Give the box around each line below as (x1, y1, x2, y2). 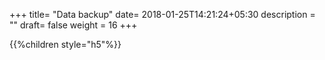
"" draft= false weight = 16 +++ (9, 19, 138, 31)
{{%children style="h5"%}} (9, 39, 122, 50)
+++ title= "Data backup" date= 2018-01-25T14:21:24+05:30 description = (9, 9, 316, 20)
